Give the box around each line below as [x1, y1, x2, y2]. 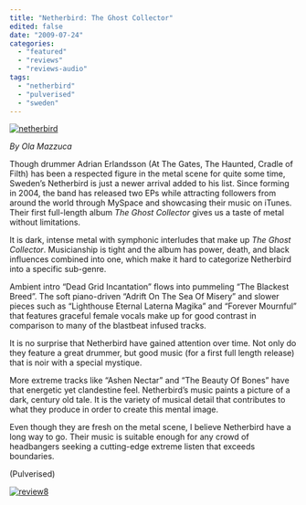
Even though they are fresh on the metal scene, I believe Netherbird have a [9, 422, 292, 433]
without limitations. [9, 216, 80, 228]
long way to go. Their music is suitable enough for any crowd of [9, 431, 249, 443]
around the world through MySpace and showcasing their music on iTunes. [9, 197, 292, 208]
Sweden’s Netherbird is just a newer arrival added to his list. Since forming [9, 178, 290, 189]
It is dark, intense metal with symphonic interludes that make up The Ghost [9, 235, 291, 246]
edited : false [9, 22, 64, 31]
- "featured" [17, 47, 68, 57]
